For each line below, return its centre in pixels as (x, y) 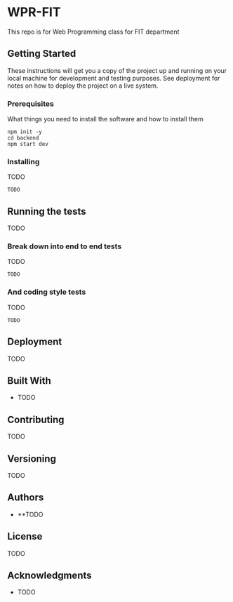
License (25, 536)
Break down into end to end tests (65, 246)
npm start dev (28, 145)
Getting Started (42, 54)
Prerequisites (31, 104)
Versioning (32, 459)
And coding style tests (47, 292)
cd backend (23, 138)
